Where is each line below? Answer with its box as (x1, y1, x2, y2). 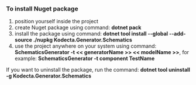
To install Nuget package (6, 5, 78, 13)
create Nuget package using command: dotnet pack (14, 24, 142, 31)
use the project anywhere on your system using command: (14, 42, 157, 49)
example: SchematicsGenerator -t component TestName (14, 55, 155, 62)
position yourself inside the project (14, 18, 98, 25)
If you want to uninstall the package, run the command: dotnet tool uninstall (6, 66, 190, 73)
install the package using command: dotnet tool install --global (14, 30, 169, 37)
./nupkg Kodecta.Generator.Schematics (33, 37, 133, 44)
